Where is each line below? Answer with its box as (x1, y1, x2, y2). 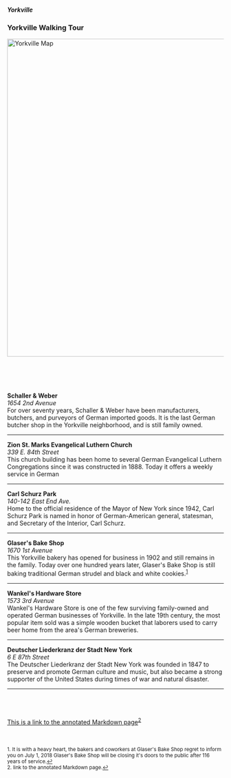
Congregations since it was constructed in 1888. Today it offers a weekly (7, 462, 213, 471)
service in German (7, 470, 60, 478)
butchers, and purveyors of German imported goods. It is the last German (7, 413, 215, 422)
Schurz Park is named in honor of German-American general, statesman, (7, 512, 214, 520)
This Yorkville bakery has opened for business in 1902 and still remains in (7, 553, 215, 562)
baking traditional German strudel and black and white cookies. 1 (7, 569, 188, 577)
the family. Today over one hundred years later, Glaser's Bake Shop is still (7, 561, 215, 569)
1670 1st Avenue (7, 546, 53, 555)
